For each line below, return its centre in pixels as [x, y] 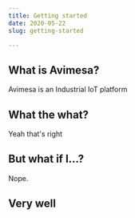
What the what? [49, 114]
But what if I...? [46, 159]
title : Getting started [48, 16]
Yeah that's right [35, 134]
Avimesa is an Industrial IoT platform [68, 90]
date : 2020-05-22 [37, 23]
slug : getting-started [46, 30]
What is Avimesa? [54, 70]
